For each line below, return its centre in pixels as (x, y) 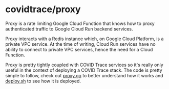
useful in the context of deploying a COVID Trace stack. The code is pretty (84, 70)
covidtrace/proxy (43, 9)
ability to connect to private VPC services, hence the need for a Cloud (79, 49)
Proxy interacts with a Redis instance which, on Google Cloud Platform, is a (84, 39)
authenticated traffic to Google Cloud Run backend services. (69, 28)
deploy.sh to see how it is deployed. (43, 81)
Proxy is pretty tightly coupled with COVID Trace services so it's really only (84, 65)
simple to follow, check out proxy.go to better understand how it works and (84, 75)
